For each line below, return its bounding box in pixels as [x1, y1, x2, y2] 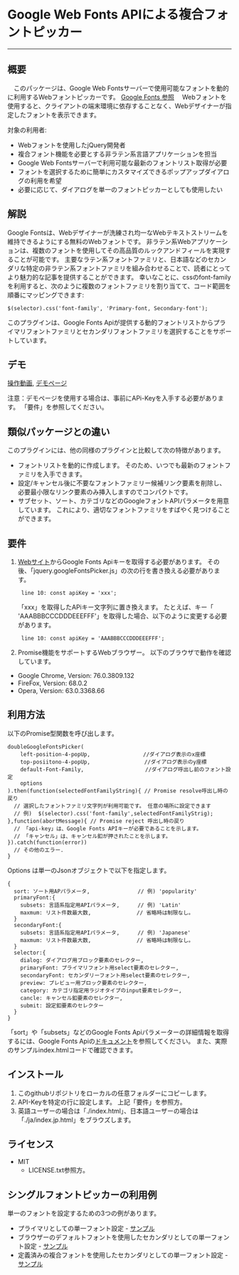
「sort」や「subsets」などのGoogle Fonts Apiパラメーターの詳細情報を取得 [7, 1027, 230, 1036]
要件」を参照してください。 [27, 403, 108, 411]
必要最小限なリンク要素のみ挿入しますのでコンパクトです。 [17, 488, 192, 497]
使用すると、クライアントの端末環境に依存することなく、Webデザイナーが [7, 101, 225, 110]
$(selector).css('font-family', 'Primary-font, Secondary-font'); [7, 305, 208, 312]
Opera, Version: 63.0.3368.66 [17, 687, 105, 694]
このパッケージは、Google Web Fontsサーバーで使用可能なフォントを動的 [13, 83, 230, 92]
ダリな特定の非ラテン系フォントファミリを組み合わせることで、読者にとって [7, 264, 231, 273]
